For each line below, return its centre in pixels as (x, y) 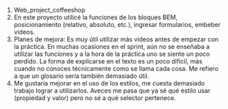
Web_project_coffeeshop (49, 10)
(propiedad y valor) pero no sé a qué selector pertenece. (95, 98)
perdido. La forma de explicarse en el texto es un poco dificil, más (108, 61)
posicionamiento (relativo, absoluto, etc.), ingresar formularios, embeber (117, 24)
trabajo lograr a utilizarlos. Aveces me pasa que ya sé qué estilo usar (112, 90)
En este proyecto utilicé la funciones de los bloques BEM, (96, 17)
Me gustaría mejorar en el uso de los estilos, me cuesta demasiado (109, 83)
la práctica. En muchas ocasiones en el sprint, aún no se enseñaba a (112, 47)
